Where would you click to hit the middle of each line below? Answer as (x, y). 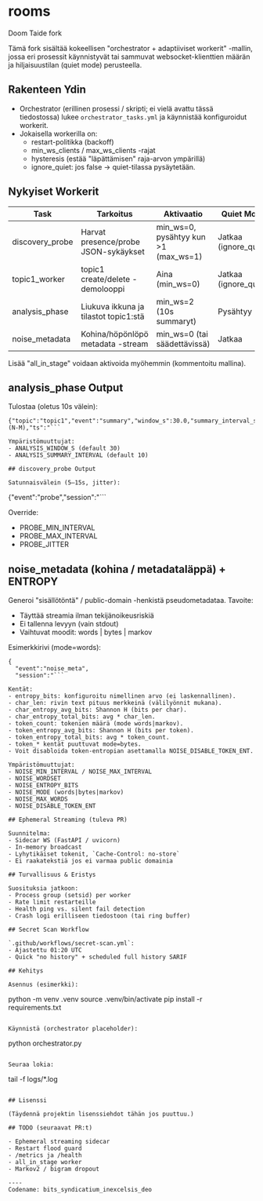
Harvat (93, 232)
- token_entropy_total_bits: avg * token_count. (89, 737)
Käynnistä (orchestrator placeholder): (73, 1029)
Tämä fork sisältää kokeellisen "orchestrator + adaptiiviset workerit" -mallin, (130, 48)
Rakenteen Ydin (47, 90)
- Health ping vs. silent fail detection (77, 909)
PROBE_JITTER (44, 545)
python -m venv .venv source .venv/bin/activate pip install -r (105, 999)
